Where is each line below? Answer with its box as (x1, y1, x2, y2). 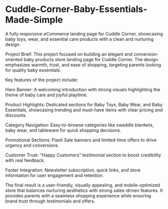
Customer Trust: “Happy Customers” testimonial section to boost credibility (5, 152, 161, 158)
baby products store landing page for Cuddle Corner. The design (23, 56, 158, 62)
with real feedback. (5, 157, 45, 163)
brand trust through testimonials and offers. (5, 198, 96, 204)
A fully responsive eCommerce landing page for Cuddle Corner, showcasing (5, 31, 163, 37)
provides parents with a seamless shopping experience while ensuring (5, 192, 151, 198)
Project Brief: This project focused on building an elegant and (5, 51, 133, 57)
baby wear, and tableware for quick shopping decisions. (5, 127, 122, 133)
